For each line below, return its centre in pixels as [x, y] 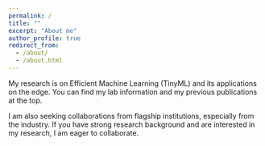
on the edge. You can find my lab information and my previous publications [133, 91]
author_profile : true [45, 38]
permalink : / [30, 16]
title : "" [25, 23]
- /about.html [39, 61]
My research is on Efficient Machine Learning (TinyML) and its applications [133, 83]
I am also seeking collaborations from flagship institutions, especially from [131, 116]
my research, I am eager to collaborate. [74, 132]
